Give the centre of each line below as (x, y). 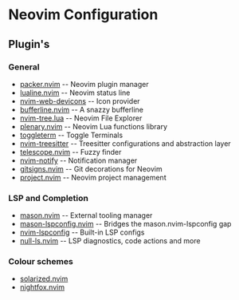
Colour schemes (41, 262)
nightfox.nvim (42, 287)
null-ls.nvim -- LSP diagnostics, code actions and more (110, 241)
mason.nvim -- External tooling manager (86, 215)
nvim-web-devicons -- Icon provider (80, 101)
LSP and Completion (49, 198)
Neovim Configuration (83, 15)
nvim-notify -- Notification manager (78, 160)
